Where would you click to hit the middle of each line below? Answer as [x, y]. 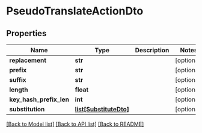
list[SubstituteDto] [102, 109]
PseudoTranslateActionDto [75, 11]
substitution [27, 109]
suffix [18, 80]
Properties [26, 33]
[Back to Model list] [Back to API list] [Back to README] [75, 124]
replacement [28, 60]
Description [152, 50]
